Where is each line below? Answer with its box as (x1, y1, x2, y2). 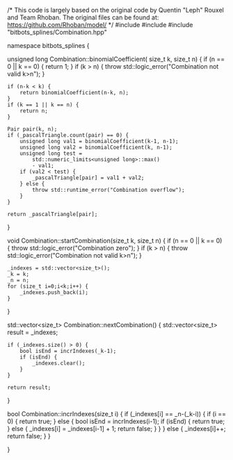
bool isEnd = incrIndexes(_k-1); (19, 347, 117, 354)
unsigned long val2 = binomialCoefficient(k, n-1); (19, 144, 172, 151)
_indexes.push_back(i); (19, 289, 89, 296)
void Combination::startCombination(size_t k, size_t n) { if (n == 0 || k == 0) (7, 236, 223, 245)
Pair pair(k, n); (7, 126, 58, 133)
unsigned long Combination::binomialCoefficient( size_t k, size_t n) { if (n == (7, 55, 225, 63)
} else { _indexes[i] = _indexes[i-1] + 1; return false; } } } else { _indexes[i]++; (7, 425, 226, 433)
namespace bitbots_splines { (7, 42, 90, 49)
